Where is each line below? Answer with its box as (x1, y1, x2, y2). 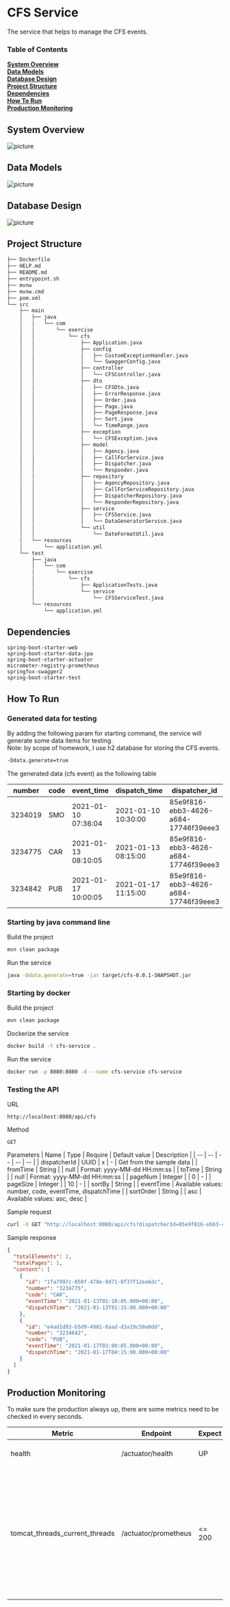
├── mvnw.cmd (7, 288, 44, 295)
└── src (7, 301, 29, 308)
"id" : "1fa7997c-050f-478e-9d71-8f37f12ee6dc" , (25, 1278, 164, 1286)
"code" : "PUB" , (25, 1336, 69, 1343)
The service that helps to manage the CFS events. (7, 27, 149, 36)
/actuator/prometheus (121, 1529, 192, 1538)
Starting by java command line (7, 917, 111, 927)
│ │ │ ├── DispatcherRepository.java (19, 492, 183, 499)
